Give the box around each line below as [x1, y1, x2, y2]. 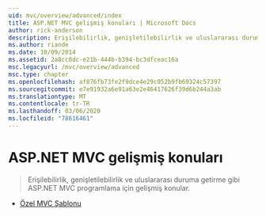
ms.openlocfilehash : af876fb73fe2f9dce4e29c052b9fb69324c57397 [8, 78, 222, 85]
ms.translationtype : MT [8, 93, 87, 100]
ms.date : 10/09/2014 [8, 48, 77, 56]
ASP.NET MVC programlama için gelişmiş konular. [27, 183, 191, 192]
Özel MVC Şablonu [19, 199, 82, 208]
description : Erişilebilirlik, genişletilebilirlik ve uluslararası [8, 33, 239, 42]
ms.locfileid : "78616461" [8, 115, 93, 123]
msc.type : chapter [8, 70, 69, 78]
